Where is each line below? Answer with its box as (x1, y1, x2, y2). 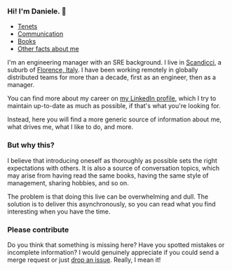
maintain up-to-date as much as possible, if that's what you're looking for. (7, 102, 221, 110)
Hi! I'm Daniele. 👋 (7, 6, 67, 16)
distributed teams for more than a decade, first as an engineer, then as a (7, 73, 216, 81)
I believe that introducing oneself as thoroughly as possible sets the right (7, 156, 217, 164)
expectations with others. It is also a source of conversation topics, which (7, 164, 219, 172)
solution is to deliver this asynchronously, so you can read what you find (7, 199, 216, 208)
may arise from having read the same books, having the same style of (7, 171, 209, 180)
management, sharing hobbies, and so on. (7, 178, 130, 187)
